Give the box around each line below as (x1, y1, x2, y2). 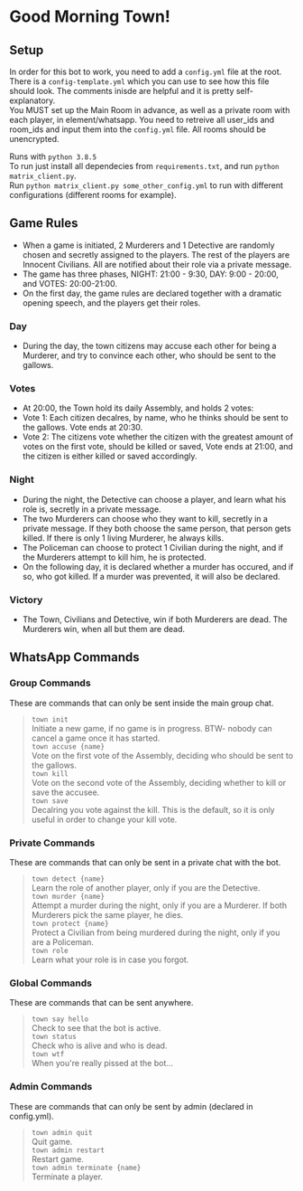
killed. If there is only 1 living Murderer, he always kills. (22, 532, 224, 544)
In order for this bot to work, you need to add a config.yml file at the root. (9, 66, 282, 77)
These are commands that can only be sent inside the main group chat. (9, 697, 274, 708)
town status (31, 1033, 77, 1042)
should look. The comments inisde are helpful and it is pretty (9, 86, 234, 96)
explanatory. (9, 95, 56, 106)
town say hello (31, 1015, 89, 1024)
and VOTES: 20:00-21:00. (22, 278, 117, 288)
